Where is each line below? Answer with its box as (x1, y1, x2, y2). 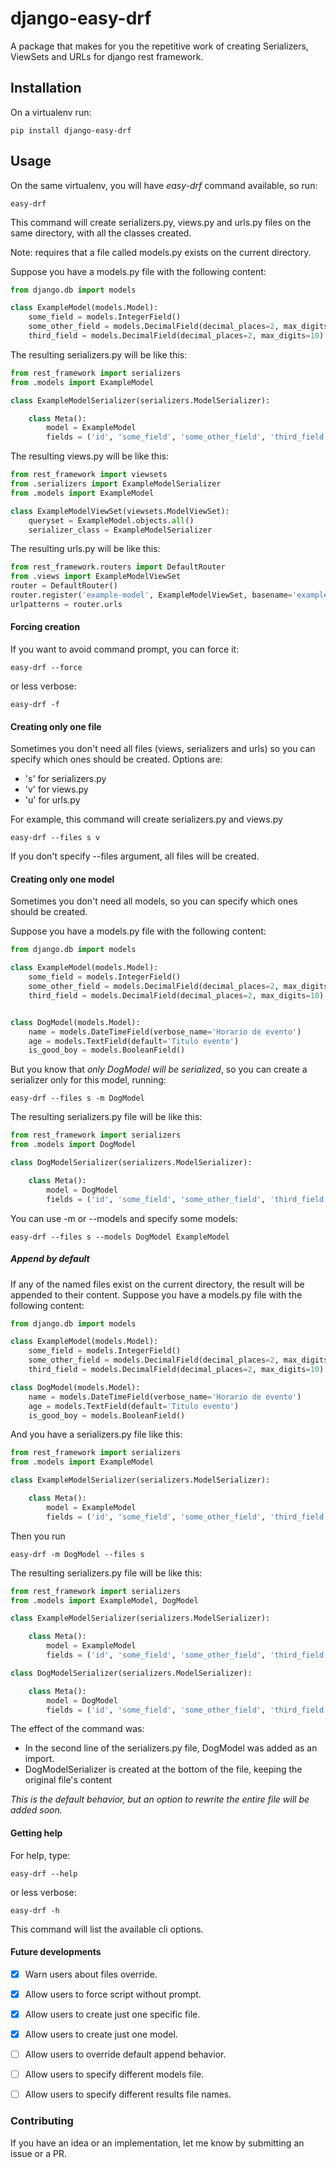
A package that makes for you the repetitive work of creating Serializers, (10, 40, 309, 52)
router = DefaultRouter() (10, 581, 118, 591)
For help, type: (10, 1849, 71, 1861)
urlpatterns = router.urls (10, 599, 123, 609)
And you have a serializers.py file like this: (10, 1428, 183, 1441)
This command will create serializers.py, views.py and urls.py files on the (10, 216, 312, 228)
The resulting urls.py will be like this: (10, 543, 161, 555)
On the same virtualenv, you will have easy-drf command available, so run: (10, 179, 318, 191)
